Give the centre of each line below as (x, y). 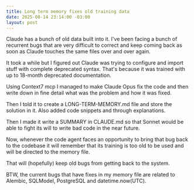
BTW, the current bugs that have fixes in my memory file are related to (91, 175)
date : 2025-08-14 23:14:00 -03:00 (48, 17)
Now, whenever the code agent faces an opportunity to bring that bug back (97, 140)
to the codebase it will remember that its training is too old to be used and (95, 146)
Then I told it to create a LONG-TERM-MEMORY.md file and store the (89, 104)
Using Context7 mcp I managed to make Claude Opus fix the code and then (97, 87)
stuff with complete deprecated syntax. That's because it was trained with (96, 69)
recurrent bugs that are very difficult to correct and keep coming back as (94, 45)
